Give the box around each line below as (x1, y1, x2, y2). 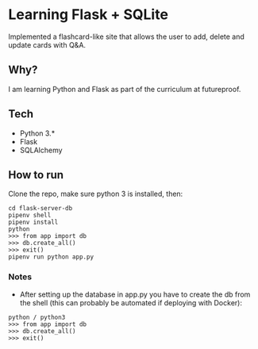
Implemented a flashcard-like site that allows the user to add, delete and (8, 32, 245, 41)
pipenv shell (8, 212, 52, 220)
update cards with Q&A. (8, 40, 86, 49)
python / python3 (8, 313, 66, 321)
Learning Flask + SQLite (8, 6, 169, 24)
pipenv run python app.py (8, 253, 94, 261)
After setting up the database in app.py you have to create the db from (19, 290, 251, 299)
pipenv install (8, 218, 59, 227)
